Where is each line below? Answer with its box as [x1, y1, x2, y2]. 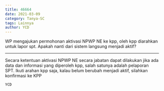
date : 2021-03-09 [5, 12, 41, 16]
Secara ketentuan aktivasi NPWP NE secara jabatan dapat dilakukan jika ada [5, 58, 159, 63]
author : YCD [5, 25, 29, 30]
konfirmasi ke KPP [5, 73, 42, 79]
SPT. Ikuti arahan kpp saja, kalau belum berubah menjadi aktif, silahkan [5, 68, 148, 74]
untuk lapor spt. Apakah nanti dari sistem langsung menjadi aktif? [5, 44, 137, 49]
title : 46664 [5, 7, 32, 12]
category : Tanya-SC [5, 16, 45, 21]
